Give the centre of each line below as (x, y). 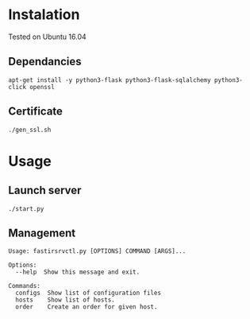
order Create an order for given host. (87, 307)
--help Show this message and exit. (78, 272)
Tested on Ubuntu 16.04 (48, 37)
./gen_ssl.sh (30, 130)
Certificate (36, 112)
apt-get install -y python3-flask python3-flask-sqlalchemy (110, 80)
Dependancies (45, 62)
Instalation (44, 15)
